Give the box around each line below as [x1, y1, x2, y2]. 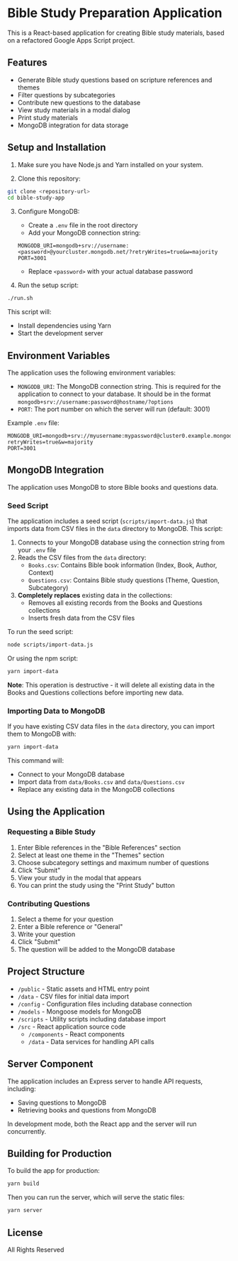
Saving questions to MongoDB [17, 1098, 107, 1107]
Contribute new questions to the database [17, 98, 141, 107]
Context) [28, 569, 55, 577]
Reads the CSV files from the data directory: [17, 553, 147, 562]
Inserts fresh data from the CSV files [28, 613, 135, 623]
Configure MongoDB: [17, 208, 80, 216]
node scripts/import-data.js [7, 641, 93, 648]
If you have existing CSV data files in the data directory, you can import [7, 722, 215, 731]
